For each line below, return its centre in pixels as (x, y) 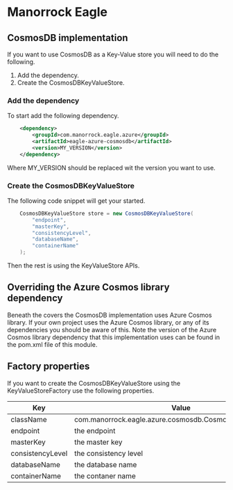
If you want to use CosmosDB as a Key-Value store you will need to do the (113, 54)
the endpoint (95, 430)
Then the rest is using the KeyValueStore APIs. (74, 266)
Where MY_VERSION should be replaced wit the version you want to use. (112, 168)
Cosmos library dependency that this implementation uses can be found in (114, 337)
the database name (105, 464)
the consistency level (109, 453)
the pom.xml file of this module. (52, 344)
